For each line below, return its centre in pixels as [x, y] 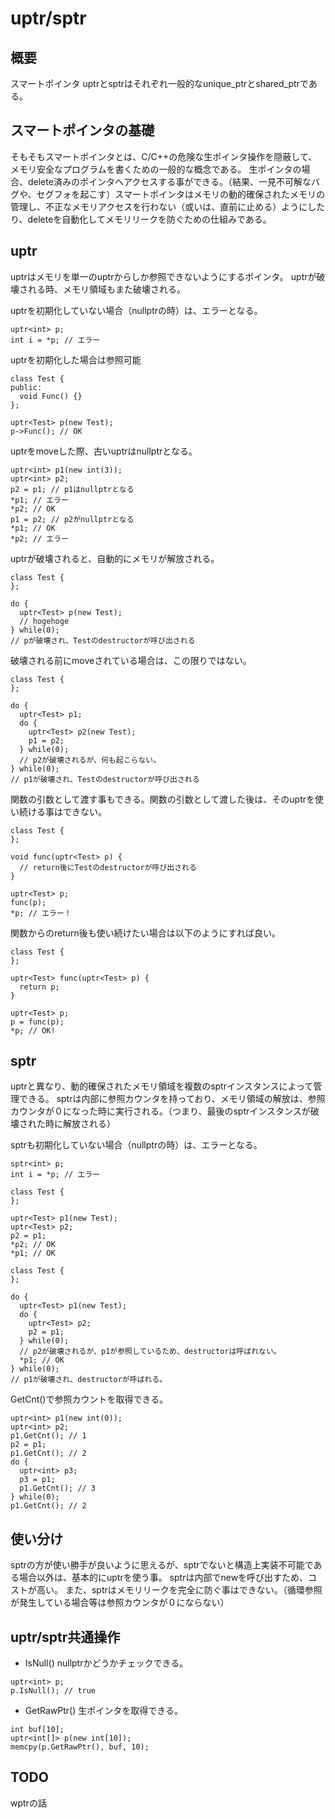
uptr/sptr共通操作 [65, 1637]
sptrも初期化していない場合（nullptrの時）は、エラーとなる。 [136, 1145]
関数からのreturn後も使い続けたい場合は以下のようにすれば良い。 [145, 933]
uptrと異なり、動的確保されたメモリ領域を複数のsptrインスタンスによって [162, 1086]
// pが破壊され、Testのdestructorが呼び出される [103, 640]
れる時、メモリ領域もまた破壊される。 [106, 289]
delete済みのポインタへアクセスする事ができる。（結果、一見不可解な [169, 181]
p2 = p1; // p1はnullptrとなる [72, 489]
